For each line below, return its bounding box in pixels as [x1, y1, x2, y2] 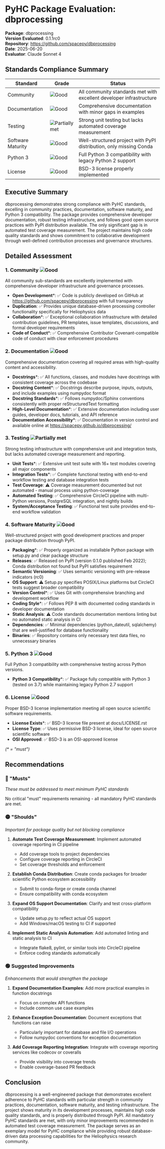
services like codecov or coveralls [12, 1049, 82, 1056]
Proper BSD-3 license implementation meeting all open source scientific [5, 705, 151, 711]
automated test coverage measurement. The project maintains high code [5, 227, 153, 233]
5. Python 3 [5, 650, 33, 657]
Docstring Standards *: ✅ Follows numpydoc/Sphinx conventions [12, 395, 145, 401]
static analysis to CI [12, 935, 52, 941]
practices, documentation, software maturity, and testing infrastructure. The [5, 1102, 159, 1108]
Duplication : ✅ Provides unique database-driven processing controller [12, 303, 156, 309]
